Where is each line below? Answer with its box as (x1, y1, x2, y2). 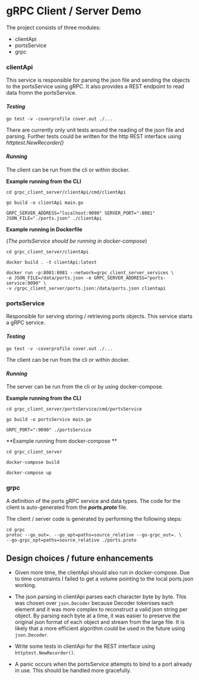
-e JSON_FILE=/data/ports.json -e (6, 275, 92, 281)
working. (14, 582, 37, 589)
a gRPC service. (6, 319, 46, 326)
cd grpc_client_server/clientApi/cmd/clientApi (6, 189, 127, 195)
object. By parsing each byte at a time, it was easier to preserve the (14, 612, 181, 619)
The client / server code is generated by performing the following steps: (6, 515, 182, 522)
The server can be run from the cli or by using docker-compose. (6, 383, 163, 390)
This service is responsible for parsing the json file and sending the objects (6, 76, 190, 84)
